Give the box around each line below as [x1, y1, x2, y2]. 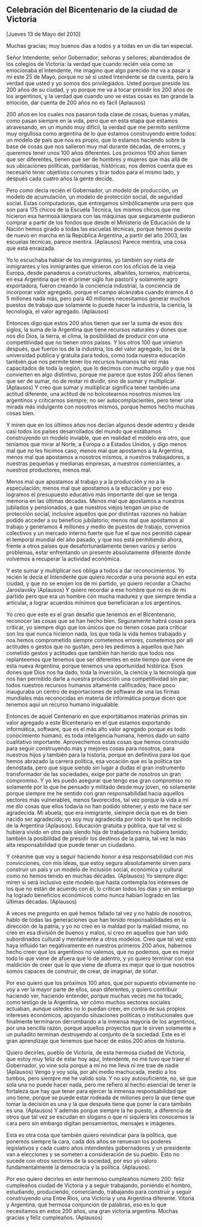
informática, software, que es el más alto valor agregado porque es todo [6, 725, 186, 732]
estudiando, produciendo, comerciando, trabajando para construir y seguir [6, 1188, 192, 1195]
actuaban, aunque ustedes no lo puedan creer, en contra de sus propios [6, 1005, 186, 1012]
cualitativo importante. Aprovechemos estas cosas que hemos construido [6, 738, 189, 745]
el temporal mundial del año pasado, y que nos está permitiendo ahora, [6, 536, 183, 543]
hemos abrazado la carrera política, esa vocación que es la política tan [6, 757, 182, 765]
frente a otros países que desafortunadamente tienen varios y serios [6, 542, 177, 550]
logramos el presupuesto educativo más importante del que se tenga [6, 490, 178, 498]
